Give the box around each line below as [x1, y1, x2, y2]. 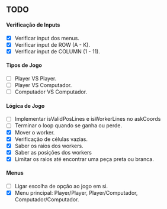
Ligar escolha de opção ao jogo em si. [14, 183, 108, 190]
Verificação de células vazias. [14, 136, 88, 143]
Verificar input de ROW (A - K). [14, 41, 91, 48]
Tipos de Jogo [6, 62, 43, 69]
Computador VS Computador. [14, 88, 88, 95]
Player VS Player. [14, 75, 57, 82]
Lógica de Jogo [6, 102, 45, 109]
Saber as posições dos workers [14, 149, 92, 156]
